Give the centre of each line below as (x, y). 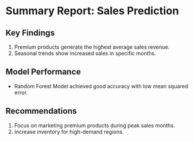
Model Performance (43, 72)
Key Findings (30, 33)
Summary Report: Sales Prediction (92, 11)
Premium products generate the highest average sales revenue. (92, 47)
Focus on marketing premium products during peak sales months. (95, 125)
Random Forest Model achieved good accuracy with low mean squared (101, 86)
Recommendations (41, 111)
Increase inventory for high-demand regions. (69, 132)
